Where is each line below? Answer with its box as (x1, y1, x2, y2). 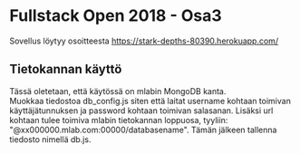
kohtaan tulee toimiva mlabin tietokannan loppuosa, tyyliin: (9, 114, 228, 125)
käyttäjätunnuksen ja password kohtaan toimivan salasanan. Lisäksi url (9, 105, 274, 116)
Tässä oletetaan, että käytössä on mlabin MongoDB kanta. (9, 85, 227, 96)
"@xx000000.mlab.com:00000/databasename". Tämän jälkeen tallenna (9, 124, 277, 135)
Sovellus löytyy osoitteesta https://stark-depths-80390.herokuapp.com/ (9, 35, 279, 46)
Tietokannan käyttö (9, 62, 122, 77)
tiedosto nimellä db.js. (9, 133, 92, 145)
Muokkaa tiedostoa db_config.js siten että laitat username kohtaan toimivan (9, 95, 292, 106)
